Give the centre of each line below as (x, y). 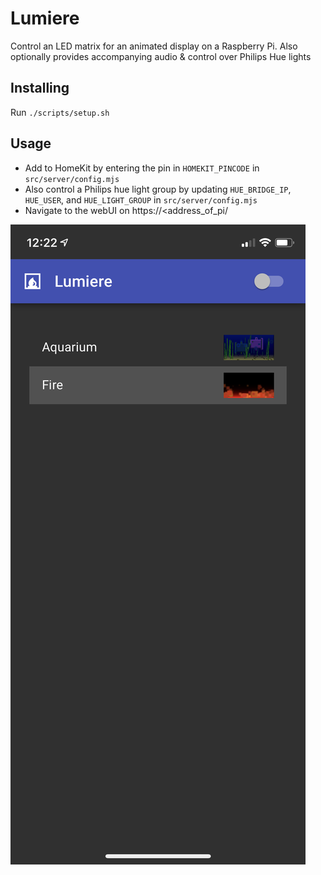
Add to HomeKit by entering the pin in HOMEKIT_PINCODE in (142, 168)
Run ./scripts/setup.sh (60, 112)
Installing (40, 88)
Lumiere (45, 18)
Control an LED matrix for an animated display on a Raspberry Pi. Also (154, 46)
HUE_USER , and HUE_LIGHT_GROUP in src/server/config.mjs (141, 199)
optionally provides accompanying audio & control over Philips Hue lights (161, 56)
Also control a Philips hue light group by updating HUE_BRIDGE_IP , (158, 189)
